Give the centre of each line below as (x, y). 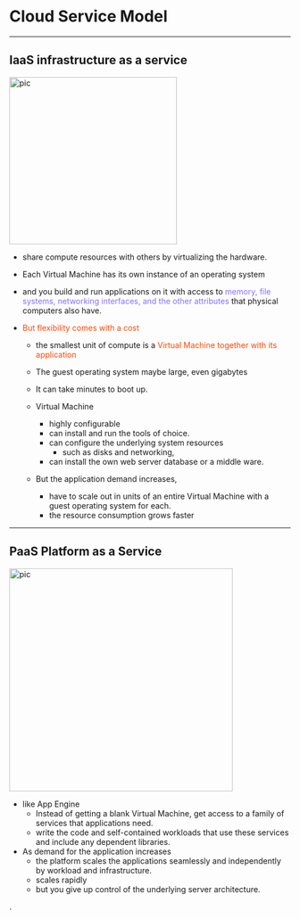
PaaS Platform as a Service (86, 552)
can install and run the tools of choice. (119, 433)
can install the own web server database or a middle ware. (156, 461)
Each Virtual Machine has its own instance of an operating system (143, 274)
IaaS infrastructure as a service (98, 60)
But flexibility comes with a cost (81, 327)
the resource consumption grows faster (121, 515)
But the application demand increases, (106, 478)
